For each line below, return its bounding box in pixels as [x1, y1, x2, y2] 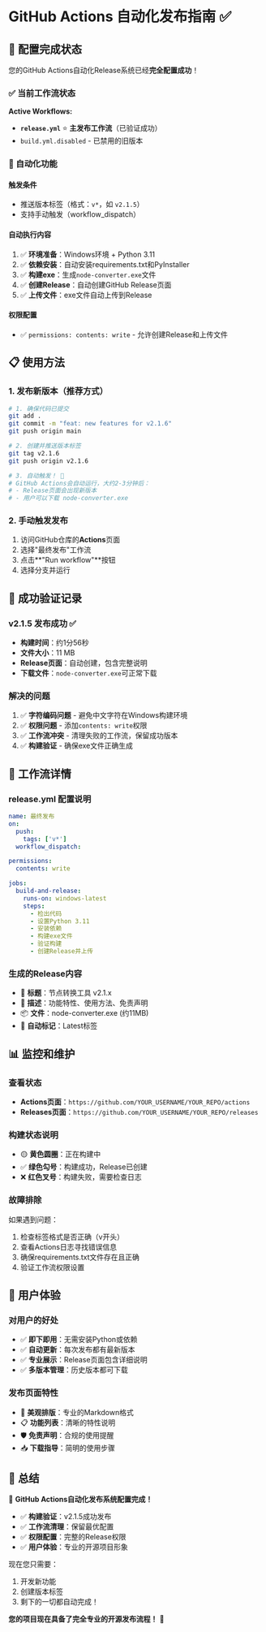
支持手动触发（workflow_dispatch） [19, 209, 140, 219]
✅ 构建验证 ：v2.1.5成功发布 [19, 1512, 112, 1522]
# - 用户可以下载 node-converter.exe [8, 494, 128, 503]
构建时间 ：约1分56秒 [19, 638, 89, 648]
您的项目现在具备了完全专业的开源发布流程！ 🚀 [8, 1614, 165, 1624]
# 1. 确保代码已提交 [8, 404, 70, 412]
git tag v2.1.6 [8, 449, 60, 457]
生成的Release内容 [8, 968, 83, 979]
